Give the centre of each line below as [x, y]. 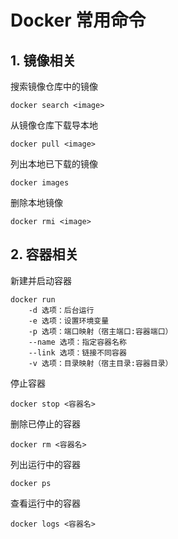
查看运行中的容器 [45, 503]
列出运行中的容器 [45, 464]
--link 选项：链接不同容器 [77, 352]
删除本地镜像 [36, 202]
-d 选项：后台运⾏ [61, 310]
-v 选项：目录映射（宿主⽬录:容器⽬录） [100, 363]
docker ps [31, 483]
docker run [33, 299]
